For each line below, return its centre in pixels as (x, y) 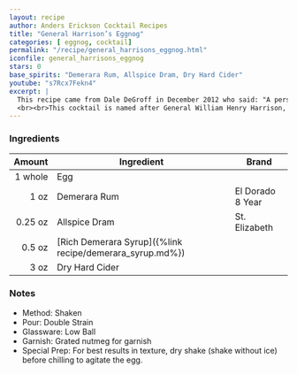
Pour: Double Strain (57, 322)
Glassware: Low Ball (59, 332)
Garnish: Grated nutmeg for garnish (87, 340)
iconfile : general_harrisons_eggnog (76, 58)
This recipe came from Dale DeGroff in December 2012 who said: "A (144, 99)
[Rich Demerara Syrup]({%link (120, 241)
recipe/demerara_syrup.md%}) (121, 253)
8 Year (248, 202)
